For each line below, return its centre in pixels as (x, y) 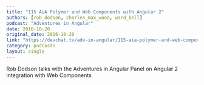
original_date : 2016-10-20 (40, 35)
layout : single (25, 52)
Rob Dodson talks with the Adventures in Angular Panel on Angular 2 (92, 69)
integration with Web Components (49, 75)
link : (13, 40)
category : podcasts (31, 46)
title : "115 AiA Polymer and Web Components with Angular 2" (85, 12)
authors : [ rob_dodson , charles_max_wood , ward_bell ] (74, 18)
